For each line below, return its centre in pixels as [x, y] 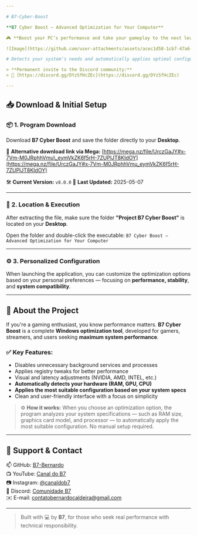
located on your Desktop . [37, 223]
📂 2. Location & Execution [43, 205]
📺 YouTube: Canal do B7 [36, 474]
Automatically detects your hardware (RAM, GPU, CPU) [83, 384]
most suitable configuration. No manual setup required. [87, 426]
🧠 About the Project [43, 310]
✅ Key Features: [30, 352]
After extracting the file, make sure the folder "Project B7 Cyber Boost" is [95, 218]
